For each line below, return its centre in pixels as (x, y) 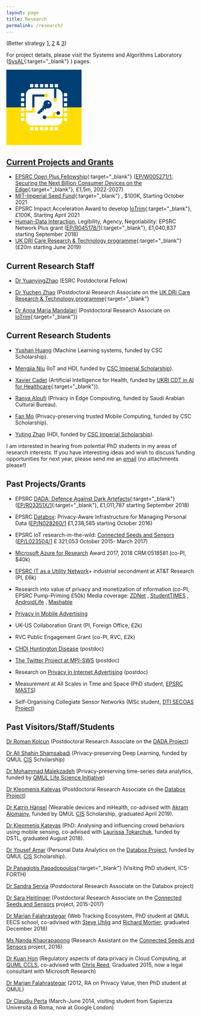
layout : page (23, 13)
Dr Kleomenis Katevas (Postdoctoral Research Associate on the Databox (96, 789)
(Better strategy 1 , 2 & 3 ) (36, 43)
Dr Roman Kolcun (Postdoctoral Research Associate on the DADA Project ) (97, 741)
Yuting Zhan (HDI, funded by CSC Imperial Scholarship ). (85, 434)
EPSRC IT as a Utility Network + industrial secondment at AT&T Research (104, 571)
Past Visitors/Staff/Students (60, 727)
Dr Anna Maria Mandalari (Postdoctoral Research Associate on (92, 310)
